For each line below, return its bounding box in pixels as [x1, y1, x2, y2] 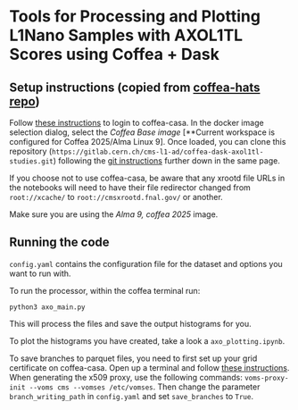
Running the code [9, 235, 110, 250]
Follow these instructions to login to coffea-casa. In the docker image [9, 118, 265, 128]
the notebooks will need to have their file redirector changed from [9, 182, 252, 193]
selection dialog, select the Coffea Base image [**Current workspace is [9, 127, 275, 138]
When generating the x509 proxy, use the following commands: [9, 372, 243, 382]
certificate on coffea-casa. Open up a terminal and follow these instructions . [9, 362, 290, 372]
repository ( [9, 146, 53, 156]
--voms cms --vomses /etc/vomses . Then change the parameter [29, 381, 261, 392]
